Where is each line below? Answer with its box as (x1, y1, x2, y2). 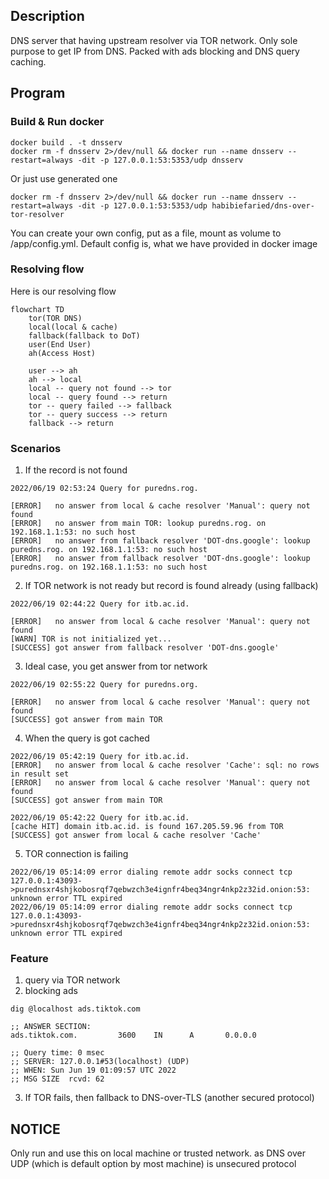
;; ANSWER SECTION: (10, 1022, 92, 1032)
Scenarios (10, 441, 62, 455)
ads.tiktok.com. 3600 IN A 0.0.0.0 (10, 1030, 257, 1041)
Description (10, 8, 85, 25)
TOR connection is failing (24, 848, 129, 860)
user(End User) (28, 339, 92, 349)
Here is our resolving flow (10, 285, 117, 297)
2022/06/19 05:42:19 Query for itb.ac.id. (10, 752, 190, 762)
